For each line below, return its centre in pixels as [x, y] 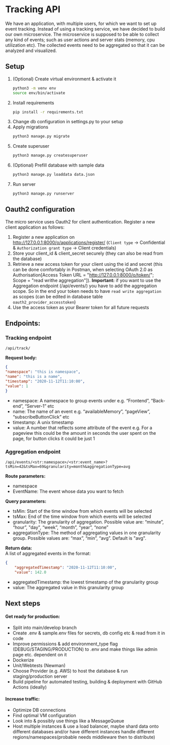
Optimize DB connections [39, 710]
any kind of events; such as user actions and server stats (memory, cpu [80, 40]
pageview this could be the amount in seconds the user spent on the [84, 433]
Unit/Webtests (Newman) [39, 666]
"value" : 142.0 [30, 572]
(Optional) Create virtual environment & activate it [64, 79]
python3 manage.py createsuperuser [50, 156]
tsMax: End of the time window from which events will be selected [82, 516]
